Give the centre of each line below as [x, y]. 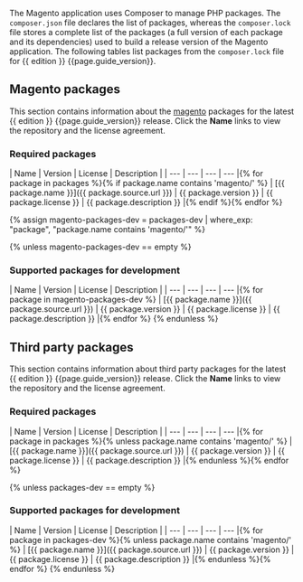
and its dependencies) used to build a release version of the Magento [139, 42]
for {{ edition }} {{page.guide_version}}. [83, 61]
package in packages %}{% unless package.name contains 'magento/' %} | [151, 441]
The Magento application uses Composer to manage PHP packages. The [145, 13]
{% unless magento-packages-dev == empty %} [100, 247]
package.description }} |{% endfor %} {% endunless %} [114, 319]
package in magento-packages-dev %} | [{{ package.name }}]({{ [131, 300]
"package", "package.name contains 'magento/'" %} [108, 230]
